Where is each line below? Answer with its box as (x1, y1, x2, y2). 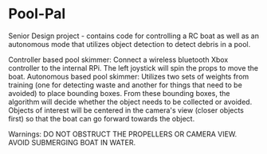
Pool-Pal (8, 5, 66, 23)
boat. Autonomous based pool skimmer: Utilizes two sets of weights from (8, 71, 249, 81)
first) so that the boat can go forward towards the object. (8, 114, 195, 123)
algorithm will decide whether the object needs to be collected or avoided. (8, 97, 253, 106)
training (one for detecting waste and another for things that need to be (8, 80, 243, 90)
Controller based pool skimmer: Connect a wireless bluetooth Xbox (8, 55, 229, 64)
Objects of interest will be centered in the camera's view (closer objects (8, 105, 245, 115)
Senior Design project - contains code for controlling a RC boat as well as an (8, 31, 259, 40)
